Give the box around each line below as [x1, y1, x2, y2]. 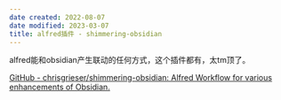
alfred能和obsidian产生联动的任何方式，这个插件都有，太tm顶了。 [9, 55, 251, 65]
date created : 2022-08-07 [9, 12, 105, 22]
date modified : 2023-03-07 [9, 21, 109, 30]
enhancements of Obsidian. [9, 81, 111, 93]
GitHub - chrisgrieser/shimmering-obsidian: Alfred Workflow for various [9, 73, 273, 83]
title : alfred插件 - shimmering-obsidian [9, 29, 163, 38]
